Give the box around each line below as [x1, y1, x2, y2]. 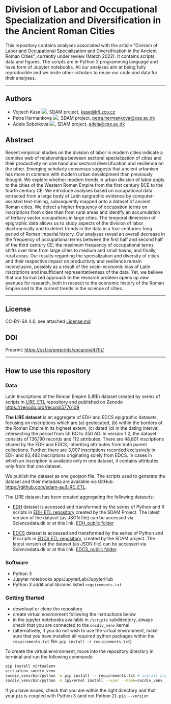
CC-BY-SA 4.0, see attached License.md [5, 318, 91, 324]
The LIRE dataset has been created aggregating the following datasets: [5, 494, 154, 500]
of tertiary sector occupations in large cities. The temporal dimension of [5, 214, 156, 221]
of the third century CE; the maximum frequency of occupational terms [5, 241, 154, 248]
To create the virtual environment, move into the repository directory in [5, 648, 154, 654]
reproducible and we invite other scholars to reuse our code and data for [5, 69, 158, 75]
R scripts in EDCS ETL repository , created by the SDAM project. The [12, 535, 155, 541]
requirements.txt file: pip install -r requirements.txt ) [12, 639, 132, 645]
